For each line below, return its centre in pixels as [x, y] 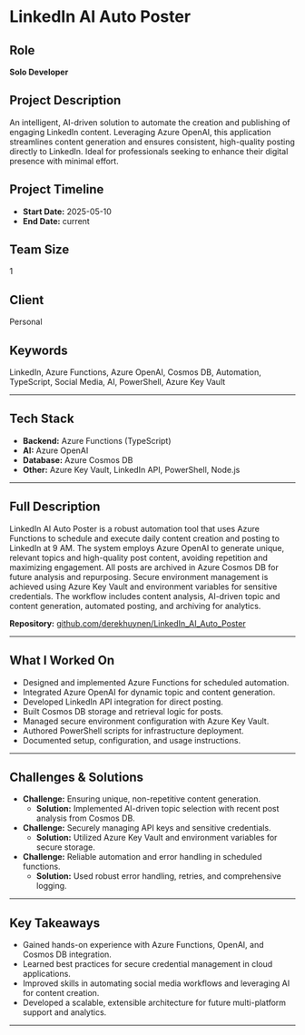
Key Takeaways [55, 923]
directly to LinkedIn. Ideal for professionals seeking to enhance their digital [149, 151]
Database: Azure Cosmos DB [78, 459]
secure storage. [65, 847]
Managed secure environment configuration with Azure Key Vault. [146, 721]
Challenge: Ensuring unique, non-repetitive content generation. [142, 799]
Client [27, 300]
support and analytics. [64, 1012]
